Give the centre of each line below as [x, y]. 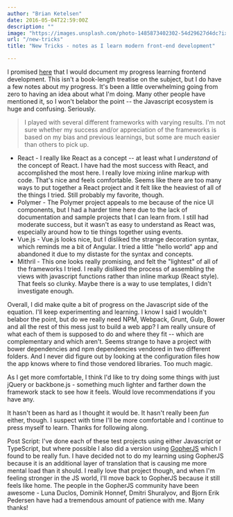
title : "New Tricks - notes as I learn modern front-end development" [111, 46]
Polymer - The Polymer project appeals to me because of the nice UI [115, 202]
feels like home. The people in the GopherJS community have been [103, 485]
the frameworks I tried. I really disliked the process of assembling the [116, 269]
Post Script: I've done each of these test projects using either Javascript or [114, 441]
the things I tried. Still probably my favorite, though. [90, 195]
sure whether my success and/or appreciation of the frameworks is [120, 130]
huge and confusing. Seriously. [52, 109]
